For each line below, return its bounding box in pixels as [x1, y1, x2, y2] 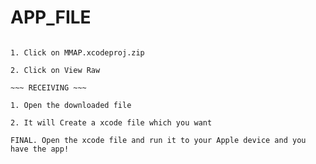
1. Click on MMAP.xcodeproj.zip [10, 47, 145, 58]
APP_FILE [10, 6, 92, 29]
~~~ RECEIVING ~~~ [10, 82, 87, 93]
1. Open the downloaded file [10, 100, 132, 110]
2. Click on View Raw [10, 65, 101, 75]
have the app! [10, 144, 70, 154]
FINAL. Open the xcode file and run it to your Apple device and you [10, 135, 307, 145]
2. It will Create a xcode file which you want [10, 117, 213, 128]
